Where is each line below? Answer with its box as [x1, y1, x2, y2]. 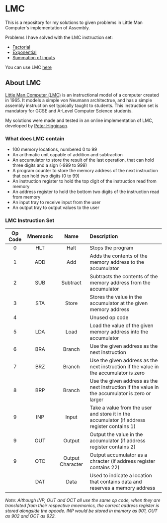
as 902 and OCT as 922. [5, 513, 56, 519]
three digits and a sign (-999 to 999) [12, 162, 87, 168]
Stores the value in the [89, 294, 142, 301]
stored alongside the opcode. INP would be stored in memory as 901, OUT [5, 508, 158, 514]
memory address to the [89, 259, 144, 266]
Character [59, 461, 83, 468]
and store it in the [89, 411, 131, 418]
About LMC [5, 79, 41, 87]
